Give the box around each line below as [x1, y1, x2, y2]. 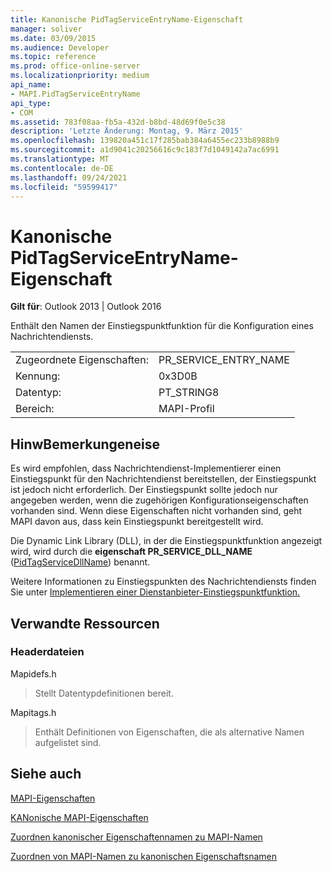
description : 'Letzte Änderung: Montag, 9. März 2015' [10, 126, 244, 136]
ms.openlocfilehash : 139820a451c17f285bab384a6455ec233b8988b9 [10, 136, 280, 146]
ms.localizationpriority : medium [10, 71, 150, 81]
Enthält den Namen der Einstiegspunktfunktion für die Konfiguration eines [10, 320, 314, 332]
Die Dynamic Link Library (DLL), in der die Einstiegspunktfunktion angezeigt [10, 535, 323, 547]
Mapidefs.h [10, 667, 57, 680]
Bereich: [15, 402, 55, 416]
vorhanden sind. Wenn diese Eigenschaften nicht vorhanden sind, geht [10, 505, 303, 517]
